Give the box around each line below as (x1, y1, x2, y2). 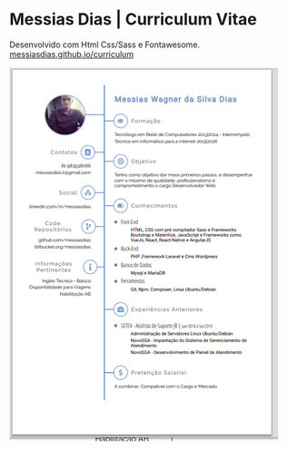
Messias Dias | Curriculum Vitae (9, 9, 257, 30)
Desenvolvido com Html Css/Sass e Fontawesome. (9, 39, 201, 50)
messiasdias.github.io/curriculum (9, 48, 134, 59)
